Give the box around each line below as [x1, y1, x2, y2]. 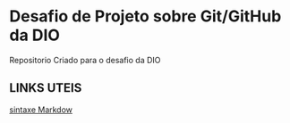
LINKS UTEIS [9, 80, 82, 95]
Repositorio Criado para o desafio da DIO [9, 54, 161, 65]
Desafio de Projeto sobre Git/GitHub [9, 6, 282, 27]
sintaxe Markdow [9, 104, 73, 115]
